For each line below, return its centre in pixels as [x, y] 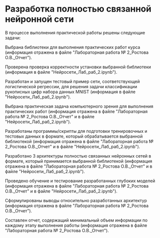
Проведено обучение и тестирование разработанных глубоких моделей [80, 181]
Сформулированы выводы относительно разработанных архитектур [76, 200]
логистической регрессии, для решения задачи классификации [71, 86]
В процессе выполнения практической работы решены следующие [75, 32]
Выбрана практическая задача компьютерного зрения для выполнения [79, 106]
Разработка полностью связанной [78, 9]
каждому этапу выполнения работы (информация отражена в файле [76, 225]
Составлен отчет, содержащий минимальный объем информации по [76, 220]
